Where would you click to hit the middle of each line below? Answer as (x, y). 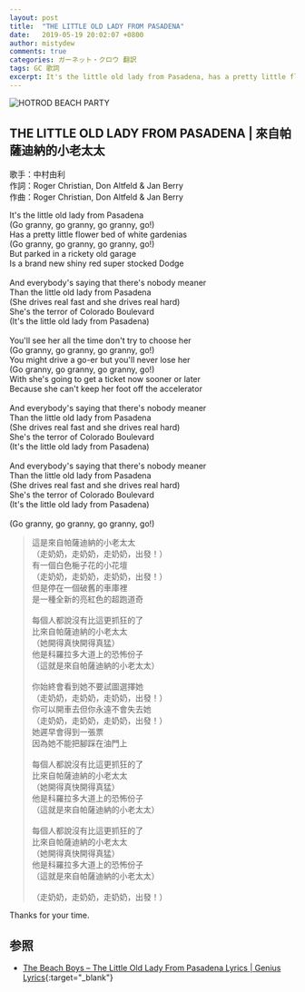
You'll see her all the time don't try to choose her (101, 340)
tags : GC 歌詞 (35, 69)
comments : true (38, 52)
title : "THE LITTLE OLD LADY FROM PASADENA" (97, 26)
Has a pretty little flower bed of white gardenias (98, 234)
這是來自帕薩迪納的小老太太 (84, 542)
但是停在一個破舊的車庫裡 (79, 587)
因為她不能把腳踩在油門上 (79, 743)
